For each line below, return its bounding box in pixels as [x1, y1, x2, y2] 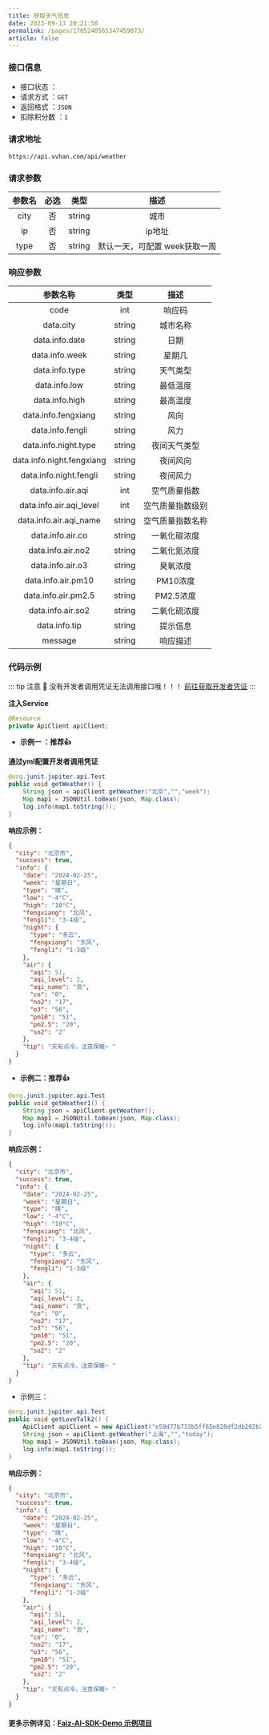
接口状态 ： [19, 82, 58, 91]
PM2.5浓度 [155, 591, 196, 602]
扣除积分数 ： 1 [19, 111, 68, 121]
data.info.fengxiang [22, 410, 96, 421]
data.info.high [33, 394, 86, 406]
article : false [8, 34, 59, 42]
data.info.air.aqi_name [17, 514, 102, 526]
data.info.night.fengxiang [12, 454, 106, 466]
